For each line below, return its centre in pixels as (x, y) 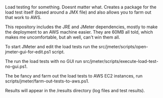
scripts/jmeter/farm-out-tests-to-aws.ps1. (47, 81)
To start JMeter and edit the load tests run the (51, 47)
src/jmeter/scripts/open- (123, 47)
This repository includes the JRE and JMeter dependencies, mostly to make (81, 27)
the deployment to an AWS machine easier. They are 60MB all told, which (79, 32)
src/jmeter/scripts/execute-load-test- (121, 61)
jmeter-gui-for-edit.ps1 (28, 52)
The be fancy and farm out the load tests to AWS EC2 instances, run (74, 76)
